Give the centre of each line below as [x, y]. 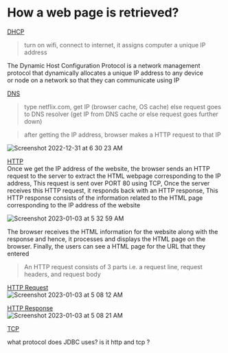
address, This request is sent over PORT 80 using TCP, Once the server [109, 183]
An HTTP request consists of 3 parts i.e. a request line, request [113, 266]
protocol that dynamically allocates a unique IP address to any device [105, 73]
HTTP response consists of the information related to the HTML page [105, 198]
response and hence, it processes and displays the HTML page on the [106, 239]
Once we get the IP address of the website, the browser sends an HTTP [109, 168]
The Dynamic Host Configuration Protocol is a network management [104, 65]
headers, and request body [62, 274]
